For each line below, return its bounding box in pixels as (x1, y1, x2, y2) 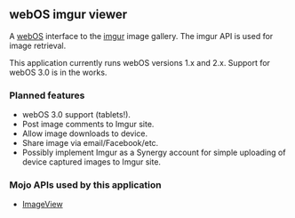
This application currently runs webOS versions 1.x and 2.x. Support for (9, 57, 271, 68)
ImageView (21, 199, 64, 210)
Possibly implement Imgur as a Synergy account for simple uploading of (21, 147, 286, 158)
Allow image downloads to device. (21, 128, 148, 139)
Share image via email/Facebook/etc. (21, 138, 159, 149)
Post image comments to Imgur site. (21, 119, 155, 130)
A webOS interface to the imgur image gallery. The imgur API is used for (9, 30, 274, 41)
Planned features (9, 89, 85, 101)
